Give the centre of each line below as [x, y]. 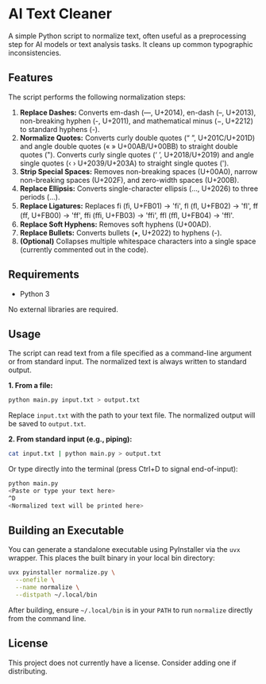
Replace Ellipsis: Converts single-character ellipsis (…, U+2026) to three [139, 188]
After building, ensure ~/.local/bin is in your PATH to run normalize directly [131, 610]
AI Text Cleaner [60, 14]
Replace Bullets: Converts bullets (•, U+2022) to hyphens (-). [121, 232]
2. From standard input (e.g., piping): [70, 439]
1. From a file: [31, 386]
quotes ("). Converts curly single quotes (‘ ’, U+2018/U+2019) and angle [137, 154]
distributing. [28, 671]
